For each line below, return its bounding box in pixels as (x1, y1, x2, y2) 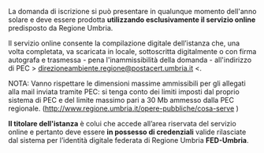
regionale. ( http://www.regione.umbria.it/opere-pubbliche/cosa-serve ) (8, 104, 239, 113)
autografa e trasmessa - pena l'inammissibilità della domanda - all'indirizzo (8, 55, 252, 64)
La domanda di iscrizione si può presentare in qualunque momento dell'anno (8, 7, 257, 16)
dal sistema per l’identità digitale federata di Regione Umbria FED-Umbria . (8, 136, 250, 144)
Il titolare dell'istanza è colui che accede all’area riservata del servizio (8, 119, 236, 128)
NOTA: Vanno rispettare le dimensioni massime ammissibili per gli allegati (8, 78, 246, 88)
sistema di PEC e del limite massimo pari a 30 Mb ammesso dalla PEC (8, 96, 235, 104)
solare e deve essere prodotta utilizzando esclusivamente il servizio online (8, 15, 256, 24)
